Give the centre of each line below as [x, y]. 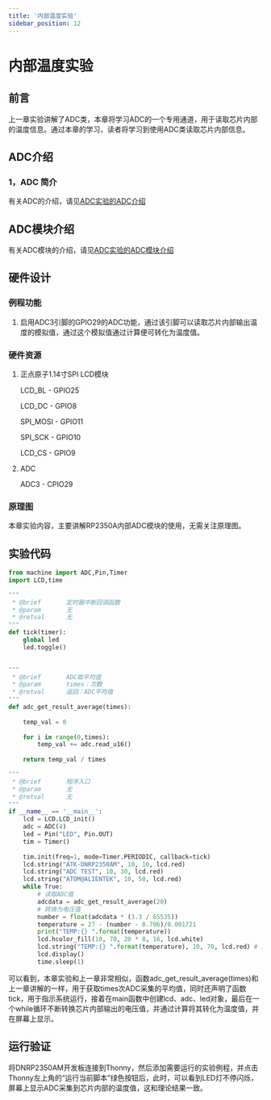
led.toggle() [45, 647]
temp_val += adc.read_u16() [84, 745]
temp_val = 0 [45, 722]
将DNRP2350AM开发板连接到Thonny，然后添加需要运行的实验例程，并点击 [133, 1068]
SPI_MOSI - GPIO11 [51, 422]
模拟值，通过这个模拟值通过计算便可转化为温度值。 [119, 332]
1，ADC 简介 [33, 182]
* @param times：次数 [57, 684]
